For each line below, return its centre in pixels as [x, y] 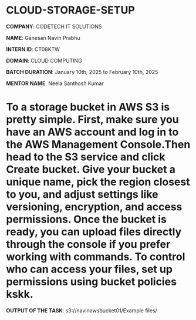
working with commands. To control [96, 257]
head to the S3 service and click [86, 157]
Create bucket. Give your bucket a [91, 169]
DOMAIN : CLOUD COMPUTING [44, 60]
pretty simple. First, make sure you [92, 119]
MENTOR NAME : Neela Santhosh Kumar [55, 83]
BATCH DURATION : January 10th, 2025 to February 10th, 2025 [82, 72]
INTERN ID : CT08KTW [33, 49]
